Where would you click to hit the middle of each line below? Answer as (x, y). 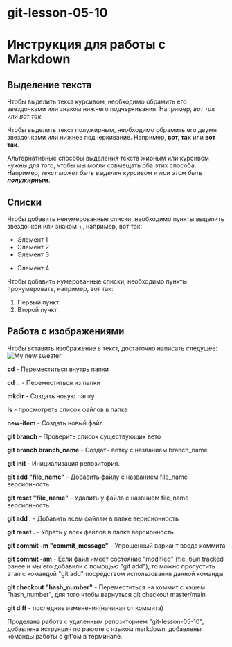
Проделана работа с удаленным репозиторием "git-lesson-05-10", (106, 621)
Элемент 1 (33, 240)
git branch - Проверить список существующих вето (84, 436)
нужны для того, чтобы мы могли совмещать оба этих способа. (102, 165)
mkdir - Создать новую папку (51, 396)
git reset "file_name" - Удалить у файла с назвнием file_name (98, 498)
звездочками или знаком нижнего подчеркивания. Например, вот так (111, 109)
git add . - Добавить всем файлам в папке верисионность (93, 518)
